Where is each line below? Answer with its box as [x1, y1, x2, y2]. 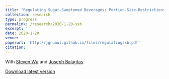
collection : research [5, 12, 51, 17]
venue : [5, 36, 19, 41]
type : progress [5, 17, 37, 22]
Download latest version [5, 68, 55, 74]
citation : [5, 45, 26, 50]
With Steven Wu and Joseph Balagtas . [5, 58, 84, 64]
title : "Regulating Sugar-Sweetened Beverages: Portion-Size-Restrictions [5, 7, 165, 13]
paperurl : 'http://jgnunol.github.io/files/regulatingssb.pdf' [5, 40, 141, 45]
